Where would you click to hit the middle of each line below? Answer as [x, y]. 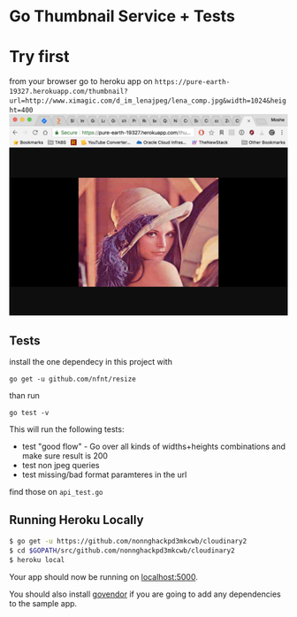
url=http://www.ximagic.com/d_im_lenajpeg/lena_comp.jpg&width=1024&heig [148, 101]
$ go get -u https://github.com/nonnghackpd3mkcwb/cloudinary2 [128, 541]
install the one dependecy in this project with [91, 362]
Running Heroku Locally [76, 520]
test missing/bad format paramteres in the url [104, 474]
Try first [39, 57]
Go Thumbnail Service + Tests [122, 16]
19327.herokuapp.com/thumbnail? [69, 92]
